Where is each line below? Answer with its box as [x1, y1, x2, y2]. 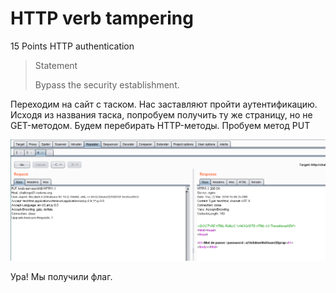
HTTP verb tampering [10, 7, 194, 30]
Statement [34, 59, 78, 71]
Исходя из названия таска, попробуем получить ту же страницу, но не [10, 108, 313, 121]
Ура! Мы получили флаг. [10, 271, 113, 283]
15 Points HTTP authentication [10, 40, 135, 52]
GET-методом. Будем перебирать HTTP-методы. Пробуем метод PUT [10, 119, 311, 131]
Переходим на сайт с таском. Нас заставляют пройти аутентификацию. [10, 98, 318, 110]
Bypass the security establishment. [34, 78, 180, 91]
